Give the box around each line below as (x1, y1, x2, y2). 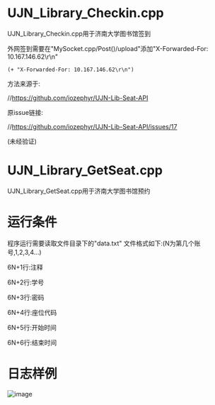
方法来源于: (7, 79, 41, 88)
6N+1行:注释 (7, 262, 44, 271)
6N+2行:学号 (7, 278, 45, 287)
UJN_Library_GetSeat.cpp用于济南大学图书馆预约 (7, 187, 151, 195)
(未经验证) (7, 137, 37, 145)
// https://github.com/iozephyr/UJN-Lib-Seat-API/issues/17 (7, 122, 178, 131)
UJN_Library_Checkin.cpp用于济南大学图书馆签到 (7, 29, 151, 38)
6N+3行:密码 (7, 293, 45, 301)
